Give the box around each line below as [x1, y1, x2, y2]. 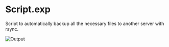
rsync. [5, 26, 19, 32]
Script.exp [5, 4, 51, 15]
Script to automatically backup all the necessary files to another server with [5, 20, 164, 27]
